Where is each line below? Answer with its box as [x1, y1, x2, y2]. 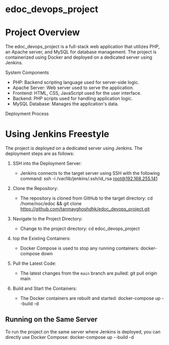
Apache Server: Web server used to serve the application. [12, 85, 134, 91]
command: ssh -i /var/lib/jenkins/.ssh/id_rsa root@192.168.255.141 [20, 176, 158, 182]
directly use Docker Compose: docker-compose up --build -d [5, 334, 134, 340]
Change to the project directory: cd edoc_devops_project [20, 225, 140, 232]
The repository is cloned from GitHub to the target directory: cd [20, 195, 153, 201]
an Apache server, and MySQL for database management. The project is [5, 49, 157, 55]
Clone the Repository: [12, 185, 58, 191]
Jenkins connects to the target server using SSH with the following [20, 170, 160, 176]
